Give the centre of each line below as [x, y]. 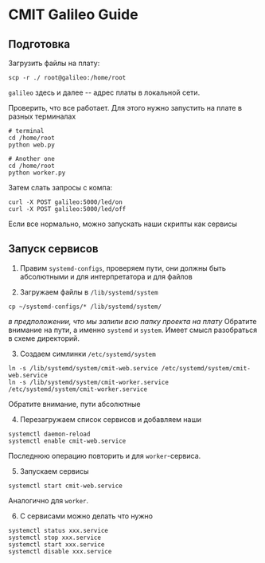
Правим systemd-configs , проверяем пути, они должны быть [123, 268]
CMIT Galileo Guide [73, 15]
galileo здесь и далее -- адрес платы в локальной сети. [104, 92]
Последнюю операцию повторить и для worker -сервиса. [105, 455]
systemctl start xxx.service [57, 544]
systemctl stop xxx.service [55, 538]
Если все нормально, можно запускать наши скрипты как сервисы [123, 224]
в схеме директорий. [44, 338]
